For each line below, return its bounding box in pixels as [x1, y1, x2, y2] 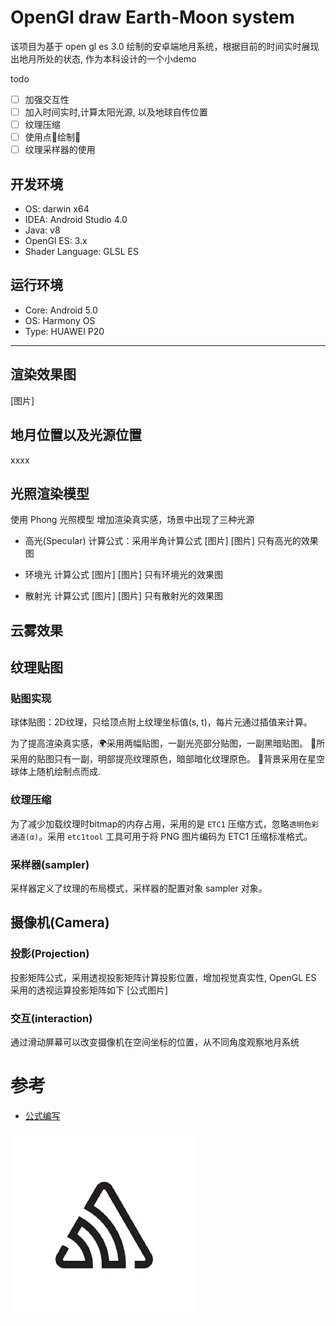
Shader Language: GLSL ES [24, 246, 139, 258]
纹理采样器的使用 [24, 144, 96, 156]
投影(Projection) [10, 947, 90, 961]
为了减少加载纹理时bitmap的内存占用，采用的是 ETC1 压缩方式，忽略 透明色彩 [10, 817, 320, 830]
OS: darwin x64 [24, 203, 90, 215]
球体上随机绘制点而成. [10, 766, 102, 778]
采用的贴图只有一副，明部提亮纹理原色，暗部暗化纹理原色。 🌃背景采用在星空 [10, 753, 326, 765]
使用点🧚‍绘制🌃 [24, 131, 82, 143]
